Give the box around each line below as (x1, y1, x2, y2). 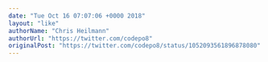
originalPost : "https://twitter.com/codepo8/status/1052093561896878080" (8, 42, 262, 50)
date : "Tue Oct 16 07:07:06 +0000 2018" (8, 11, 146, 20)
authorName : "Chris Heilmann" (8, 27, 110, 35)
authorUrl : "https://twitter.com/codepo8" (8, 34, 153, 43)
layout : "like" (8, 19, 60, 27)
